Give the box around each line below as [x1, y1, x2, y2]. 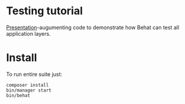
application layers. [6, 30, 51, 37]
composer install [6, 82, 49, 88]
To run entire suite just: [6, 70, 62, 78]
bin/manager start [6, 87, 52, 93]
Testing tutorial [6, 4, 83, 18]
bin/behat [6, 92, 31, 99]
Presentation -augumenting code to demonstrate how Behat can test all [6, 24, 180, 31]
